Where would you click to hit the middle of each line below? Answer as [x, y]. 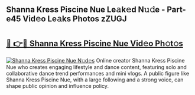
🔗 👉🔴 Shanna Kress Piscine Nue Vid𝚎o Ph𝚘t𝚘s [95, 43]
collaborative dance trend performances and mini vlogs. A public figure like [98, 73]
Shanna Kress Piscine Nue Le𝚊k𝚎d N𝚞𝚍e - [86, 10]
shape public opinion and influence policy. [58, 86]
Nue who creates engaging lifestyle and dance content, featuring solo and [97, 67]
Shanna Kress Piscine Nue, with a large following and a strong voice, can [95, 80]
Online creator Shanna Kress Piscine [140, 60]
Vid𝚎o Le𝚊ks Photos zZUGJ [75, 19]
